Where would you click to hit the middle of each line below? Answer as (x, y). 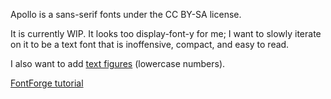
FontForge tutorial (47, 83)
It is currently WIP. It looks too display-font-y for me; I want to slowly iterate (166, 33)
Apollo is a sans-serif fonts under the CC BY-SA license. (126, 14)
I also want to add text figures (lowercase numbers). (118, 63)
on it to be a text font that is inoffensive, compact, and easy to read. (150, 44)
